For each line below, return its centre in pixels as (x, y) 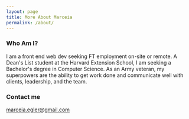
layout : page (22, 12)
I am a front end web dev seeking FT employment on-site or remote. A (92, 56)
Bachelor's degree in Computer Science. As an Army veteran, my (85, 69)
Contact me (23, 97)
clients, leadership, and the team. (47, 81)
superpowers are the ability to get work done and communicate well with (95, 75)
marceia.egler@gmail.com (38, 110)
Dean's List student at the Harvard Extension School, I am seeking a (89, 62)
